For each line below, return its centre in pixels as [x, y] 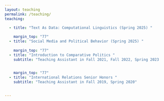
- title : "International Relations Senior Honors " [63, 77]
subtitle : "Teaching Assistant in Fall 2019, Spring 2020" [75, 82]
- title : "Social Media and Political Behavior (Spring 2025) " [76, 41]
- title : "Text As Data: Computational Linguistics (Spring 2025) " [81, 27]
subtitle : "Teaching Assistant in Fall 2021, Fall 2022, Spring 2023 [86, 59]
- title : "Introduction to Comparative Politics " [62, 55]
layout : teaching [22, 10]
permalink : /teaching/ [28, 14]
